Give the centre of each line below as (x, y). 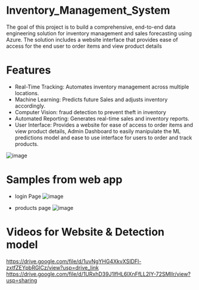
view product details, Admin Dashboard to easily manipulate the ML (98, 131)
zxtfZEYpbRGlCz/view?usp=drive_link (53, 267)
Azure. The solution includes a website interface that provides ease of (92, 39)
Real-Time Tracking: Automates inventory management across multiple (102, 87)
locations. (27, 93)
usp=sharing (22, 280)
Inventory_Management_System (88, 10)
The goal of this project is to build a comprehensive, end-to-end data (91, 27)
